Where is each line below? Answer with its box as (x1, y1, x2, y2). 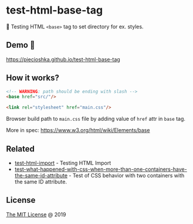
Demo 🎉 (6, 40, 35, 50)
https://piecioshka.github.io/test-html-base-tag (6, 55, 120, 62)
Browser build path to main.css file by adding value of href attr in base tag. (6, 116, 186, 123)
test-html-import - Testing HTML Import (14, 160, 111, 166)
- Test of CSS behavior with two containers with (69, 172, 185, 179)
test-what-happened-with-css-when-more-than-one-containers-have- (14, 166, 187, 173)
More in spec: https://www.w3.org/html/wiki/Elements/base (6, 127, 150, 134)
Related (6, 144, 35, 154)
